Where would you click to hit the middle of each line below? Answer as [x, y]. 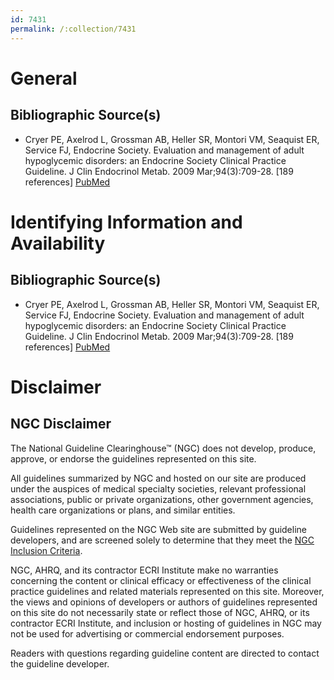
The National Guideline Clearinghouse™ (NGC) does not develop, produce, [163, 448]
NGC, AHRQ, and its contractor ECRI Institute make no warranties [144, 570]
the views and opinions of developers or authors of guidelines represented [164, 602]
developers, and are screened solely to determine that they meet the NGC [162, 540]
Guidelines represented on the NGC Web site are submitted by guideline [158, 529]
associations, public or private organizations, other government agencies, [162, 499]
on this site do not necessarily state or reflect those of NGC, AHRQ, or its [160, 612]
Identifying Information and [126, 222]
